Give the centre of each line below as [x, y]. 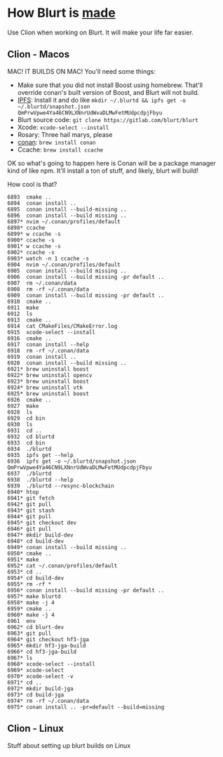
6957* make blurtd [34, 596]
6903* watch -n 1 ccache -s [48, 258]
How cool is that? [32, 184]
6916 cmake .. [29, 338]
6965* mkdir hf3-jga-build [47, 645]
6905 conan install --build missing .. [67, 271]
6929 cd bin [26, 418]
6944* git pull [29, 516]
